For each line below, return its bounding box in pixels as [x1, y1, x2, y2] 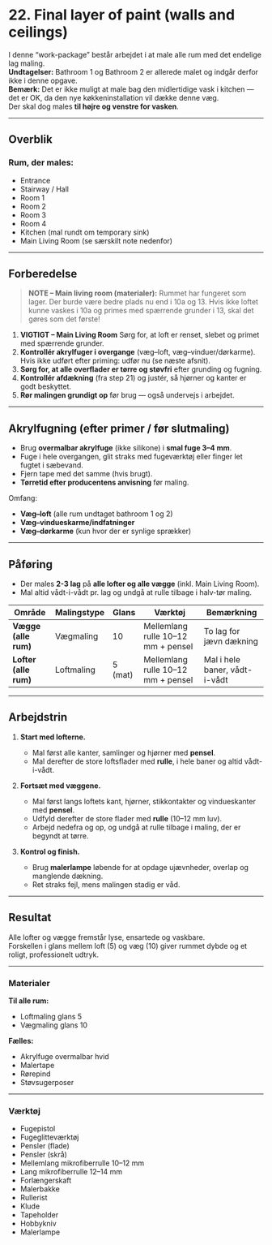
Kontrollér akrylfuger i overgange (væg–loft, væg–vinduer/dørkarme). [19, 347, 256, 357]
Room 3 [19, 209, 47, 220]
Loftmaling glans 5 [19, 1011, 83, 1021]
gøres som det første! [28, 314, 100, 324]
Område [14, 607, 46, 618]
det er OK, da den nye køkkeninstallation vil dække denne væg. [8, 93, 219, 102]
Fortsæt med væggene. [19, 781, 101, 791]
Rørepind [19, 1069, 51, 1079]
